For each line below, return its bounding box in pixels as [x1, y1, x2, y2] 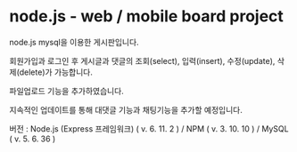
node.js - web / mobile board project [9, 6, 284, 27]
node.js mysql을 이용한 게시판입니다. [9, 36, 140, 47]
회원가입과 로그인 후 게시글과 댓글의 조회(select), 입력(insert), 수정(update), [9, 55, 276, 66]
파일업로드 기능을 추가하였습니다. [9, 85, 125, 96]
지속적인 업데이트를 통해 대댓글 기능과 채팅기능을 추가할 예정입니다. [9, 104, 243, 115]
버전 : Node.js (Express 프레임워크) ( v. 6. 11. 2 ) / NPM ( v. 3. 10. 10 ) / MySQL [9, 123, 289, 134]
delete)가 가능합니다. [19, 67, 94, 77]
